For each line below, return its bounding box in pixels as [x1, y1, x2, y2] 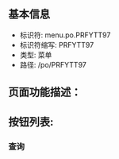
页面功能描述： [8, 86, 82, 99]
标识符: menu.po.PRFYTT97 [19, 30, 111, 40]
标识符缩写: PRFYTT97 [19, 40, 94, 49]
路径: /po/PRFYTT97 [19, 60, 87, 69]
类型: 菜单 [19, 50, 52, 60]
